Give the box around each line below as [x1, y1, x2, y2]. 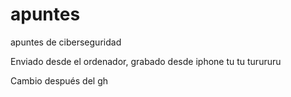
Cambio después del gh [10, 74, 109, 87]
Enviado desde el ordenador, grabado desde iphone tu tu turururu [10, 55, 282, 67]
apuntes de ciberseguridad [10, 36, 122, 48]
